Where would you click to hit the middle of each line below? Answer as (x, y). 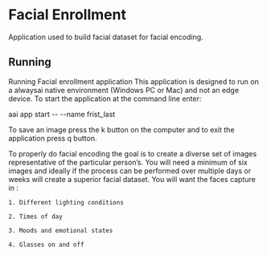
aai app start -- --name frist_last (62, 114)
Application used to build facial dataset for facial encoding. (106, 37)
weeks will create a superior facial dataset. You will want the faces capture (132, 179)
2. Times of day (35, 217)
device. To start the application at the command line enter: (105, 99)
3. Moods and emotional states (61, 230)
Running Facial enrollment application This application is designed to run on (133, 81)
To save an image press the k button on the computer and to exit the (121, 129)
